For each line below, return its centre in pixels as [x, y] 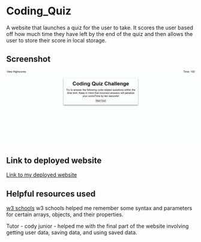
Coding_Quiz [39, 11]
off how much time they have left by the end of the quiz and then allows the [100, 34]
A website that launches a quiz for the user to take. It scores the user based [100, 28]
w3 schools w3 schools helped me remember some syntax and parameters [99, 208]
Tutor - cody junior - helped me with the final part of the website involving [97, 226]
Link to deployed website [54, 161]
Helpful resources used [51, 194]
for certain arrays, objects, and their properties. [65, 214]
